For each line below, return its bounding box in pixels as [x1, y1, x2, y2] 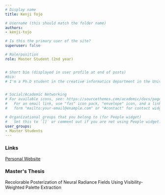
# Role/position [5, 52, 38, 57]
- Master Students [5, 128, 43, 133]
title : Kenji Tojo [5, 12, 43, 17]
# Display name [5, 7, 36, 12]
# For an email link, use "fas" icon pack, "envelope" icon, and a [5, 101, 151, 106]
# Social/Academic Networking [5, 92, 67, 97]
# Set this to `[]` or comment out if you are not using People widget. [5, 119, 162, 124]
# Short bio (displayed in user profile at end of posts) [5, 70, 126, 75]
